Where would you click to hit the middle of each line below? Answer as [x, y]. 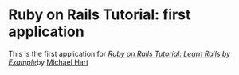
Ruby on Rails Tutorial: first [100, 15]
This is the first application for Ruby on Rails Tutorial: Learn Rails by [119, 53]
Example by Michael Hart [49, 62]
